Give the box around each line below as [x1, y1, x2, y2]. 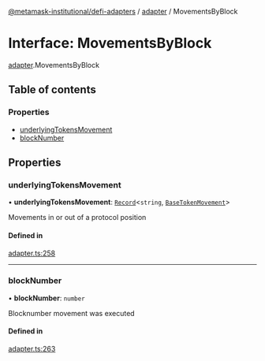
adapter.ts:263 [8, 344, 56, 354]
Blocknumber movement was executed [8, 308, 136, 318]
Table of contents [8, 83, 96, 97]
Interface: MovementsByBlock [8, 35, 212, 52]
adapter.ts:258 [8, 248, 56, 258]
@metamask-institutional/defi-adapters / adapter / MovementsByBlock [8, 7, 238, 16]
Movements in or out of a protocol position [8, 213, 147, 222]
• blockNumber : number [8, 293, 85, 303]
